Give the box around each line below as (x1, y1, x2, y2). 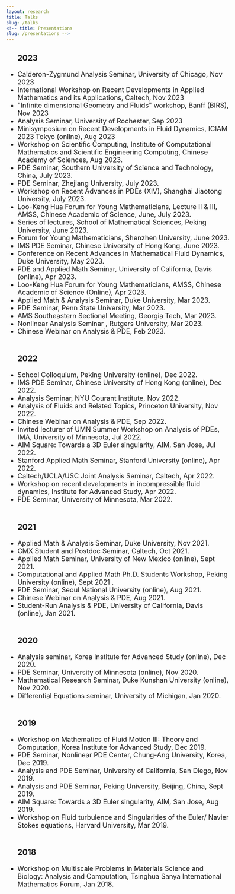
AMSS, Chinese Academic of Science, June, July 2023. (17, 210, 191, 218)
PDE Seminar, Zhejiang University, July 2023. (17, 179, 159, 188)
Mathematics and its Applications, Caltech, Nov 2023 (17, 93, 185, 102)
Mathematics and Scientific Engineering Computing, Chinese (17, 148, 208, 156)
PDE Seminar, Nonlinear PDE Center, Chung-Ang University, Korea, (17, 750, 227, 759)
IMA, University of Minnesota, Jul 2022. (17, 433, 142, 442)
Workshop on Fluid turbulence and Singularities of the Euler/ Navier (17, 813, 229, 822)
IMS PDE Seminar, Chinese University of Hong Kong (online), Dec (17, 378, 222, 387)
